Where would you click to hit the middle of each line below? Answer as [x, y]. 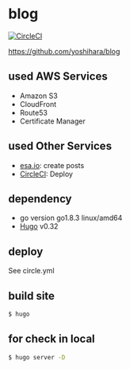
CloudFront [38, 104]
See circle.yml [31, 271]
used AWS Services [58, 77]
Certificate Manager [52, 121]
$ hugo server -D [37, 357]
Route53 [33, 112]
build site [32, 296]
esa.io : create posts [52, 165]
